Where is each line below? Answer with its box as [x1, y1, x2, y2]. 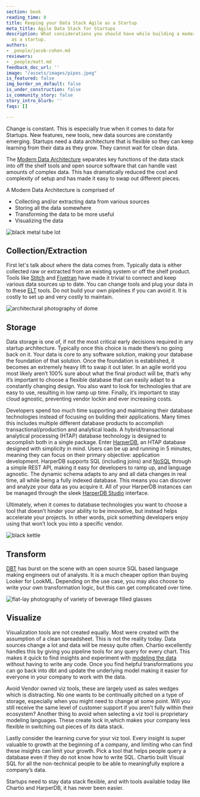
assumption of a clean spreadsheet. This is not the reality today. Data [6, 635, 176, 642]
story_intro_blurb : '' [6, 97, 62, 103]
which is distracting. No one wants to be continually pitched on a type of [6, 691, 184, 698]
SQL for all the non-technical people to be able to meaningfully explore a [6, 760, 185, 767]
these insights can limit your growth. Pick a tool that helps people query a [6, 747, 186, 754]
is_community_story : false [6, 92, 73, 98]
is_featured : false [6, 75, 55, 81]
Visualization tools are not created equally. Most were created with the [6, 628, 179, 636]
